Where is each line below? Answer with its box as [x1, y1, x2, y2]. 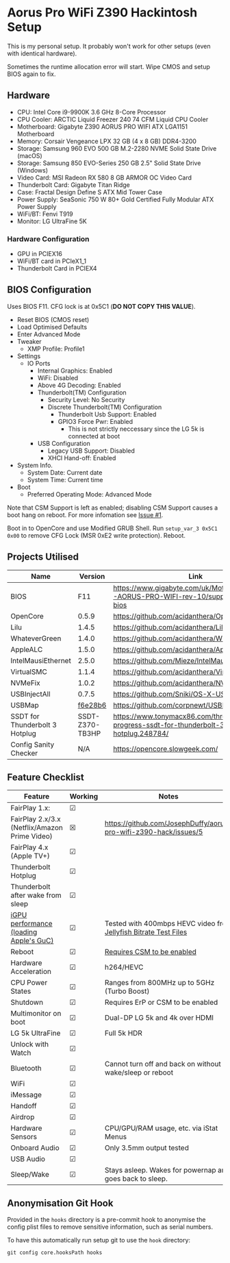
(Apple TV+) [10, 851, 50, 861]
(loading [10, 927, 38, 937]
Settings [16, 351, 41, 360]
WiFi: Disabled [37, 373, 79, 382]
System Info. [16, 461, 53, 469]
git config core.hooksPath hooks [7, 1249, 103, 1256]
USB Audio [10, 1154, 46, 1164]
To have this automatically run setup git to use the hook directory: [7, 1236, 190, 1245]
